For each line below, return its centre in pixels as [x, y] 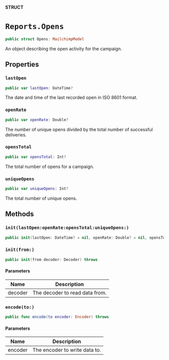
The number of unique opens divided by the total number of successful [79, 129]
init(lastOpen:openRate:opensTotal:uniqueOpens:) [67, 228]
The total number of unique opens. [41, 198]
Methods [20, 214]
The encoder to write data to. [67, 350]
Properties [22, 65]
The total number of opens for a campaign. [50, 166]
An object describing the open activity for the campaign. [64, 49]
